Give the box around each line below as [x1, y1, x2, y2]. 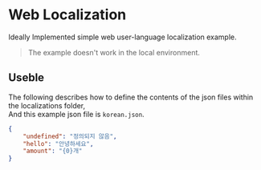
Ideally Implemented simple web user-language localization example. [8, 32, 237, 42]
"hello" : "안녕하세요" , [22, 140, 94, 148]
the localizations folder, [8, 100, 86, 110]
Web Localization [8, 6, 127, 24]
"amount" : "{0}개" [22, 147, 83, 156]
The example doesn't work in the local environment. [27, 47, 201, 57]
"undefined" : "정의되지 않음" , [22, 132, 118, 140]
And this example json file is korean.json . [8, 109, 145, 119]
